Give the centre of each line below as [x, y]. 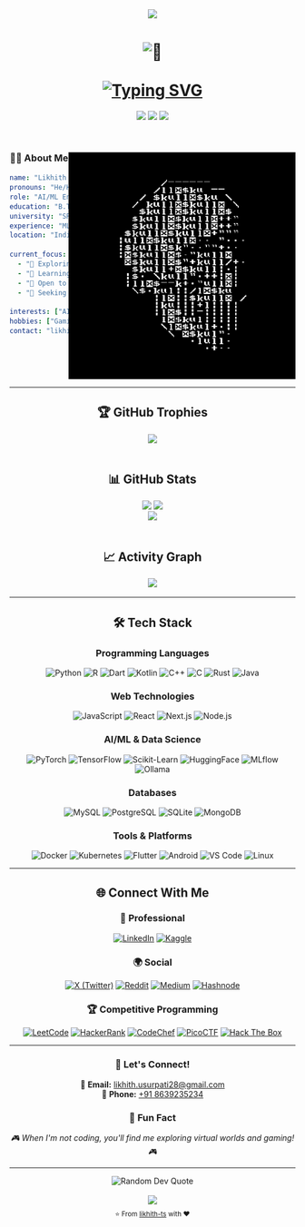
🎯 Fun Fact [152, 1117]
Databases [152, 792]
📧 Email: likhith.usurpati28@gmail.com [152, 1085]
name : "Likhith [38, 178]
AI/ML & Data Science [152, 740]
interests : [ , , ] [154, 312]
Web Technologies [152, 696]
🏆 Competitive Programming [152, 1009]
